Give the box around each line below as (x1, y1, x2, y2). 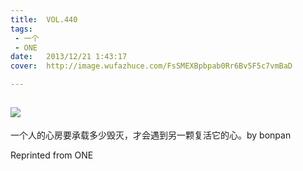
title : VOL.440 (10, 14, 78, 25)
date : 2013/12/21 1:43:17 (10, 52, 128, 62)
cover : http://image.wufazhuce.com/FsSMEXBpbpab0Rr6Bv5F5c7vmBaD (10, 61, 293, 71)
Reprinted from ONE (10, 149, 94, 161)
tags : (10, 24, 33, 34)
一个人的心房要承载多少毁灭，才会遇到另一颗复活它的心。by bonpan (10, 129, 292, 141)
